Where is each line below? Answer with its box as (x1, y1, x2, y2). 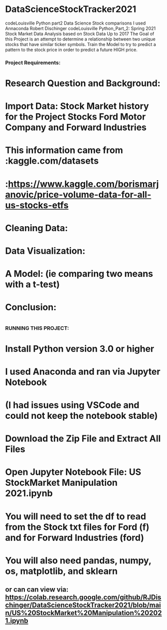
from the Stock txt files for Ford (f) (5, 521, 150, 532)
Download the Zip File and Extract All (5, 433, 161, 444)
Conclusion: (5, 302, 57, 313)
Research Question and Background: (5, 78, 161, 89)
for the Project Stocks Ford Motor (5, 111, 146, 123)
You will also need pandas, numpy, (5, 554, 152, 566)
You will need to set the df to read (5, 510, 146, 522)
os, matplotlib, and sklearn (5, 565, 118, 576)
